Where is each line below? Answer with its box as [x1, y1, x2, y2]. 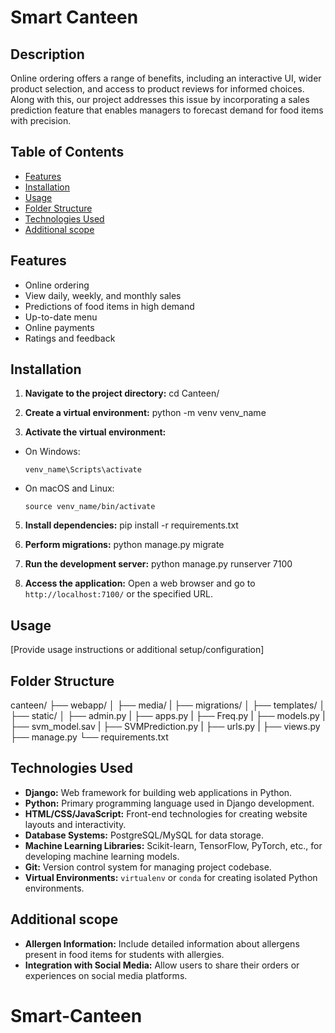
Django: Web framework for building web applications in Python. [24, 786, 293, 798]
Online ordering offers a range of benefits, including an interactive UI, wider [10, 72, 322, 84]
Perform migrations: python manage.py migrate [24, 539, 225, 551]
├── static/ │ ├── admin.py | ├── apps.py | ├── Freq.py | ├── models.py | [10, 710, 326, 722]
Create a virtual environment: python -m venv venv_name [24, 407, 267, 419]
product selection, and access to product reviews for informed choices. [10, 83, 305, 95]
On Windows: [24, 446, 81, 458]
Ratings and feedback [24, 332, 116, 344]
